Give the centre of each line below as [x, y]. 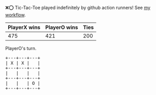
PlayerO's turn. [21, 48]
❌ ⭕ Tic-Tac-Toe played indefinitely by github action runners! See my [78, 8]
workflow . [15, 15]
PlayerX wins [24, 27]
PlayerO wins [62, 27]
